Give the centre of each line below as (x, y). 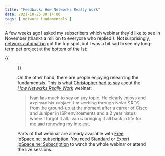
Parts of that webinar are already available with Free (70, 134)
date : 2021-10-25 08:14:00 (33, 14)
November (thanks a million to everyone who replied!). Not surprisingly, (78, 38)
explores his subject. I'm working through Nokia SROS (84, 103)
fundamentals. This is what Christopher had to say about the (79, 83)
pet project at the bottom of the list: (52, 49)
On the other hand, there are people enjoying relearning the (78, 78)
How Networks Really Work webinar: (55, 88)
